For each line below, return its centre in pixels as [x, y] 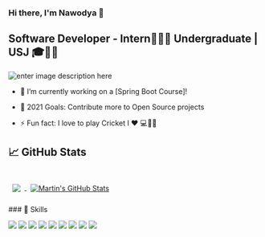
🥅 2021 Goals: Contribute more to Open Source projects [112, 107]
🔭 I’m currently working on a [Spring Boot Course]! [104, 91]
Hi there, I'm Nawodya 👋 [56, 13]
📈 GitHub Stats [47, 152]
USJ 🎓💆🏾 [33, 53]
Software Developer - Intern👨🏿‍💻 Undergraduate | [133, 39]
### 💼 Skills [28, 209]
